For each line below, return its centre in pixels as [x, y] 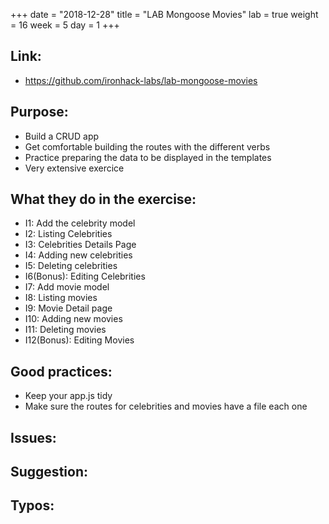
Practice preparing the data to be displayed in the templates [148, 157]
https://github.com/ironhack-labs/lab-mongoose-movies [141, 80]
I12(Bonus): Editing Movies [79, 340]
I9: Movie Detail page [68, 308]
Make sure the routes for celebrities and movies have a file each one [166, 406]
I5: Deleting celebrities [71, 266]
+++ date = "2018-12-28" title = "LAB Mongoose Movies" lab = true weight [164, 14]
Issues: [33, 437]
